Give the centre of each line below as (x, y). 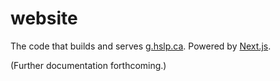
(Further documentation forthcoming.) (88, 65)
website (44, 18)
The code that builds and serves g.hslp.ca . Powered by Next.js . (141, 46)
